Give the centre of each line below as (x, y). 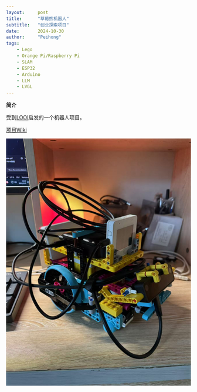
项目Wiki (17, 130)
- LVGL (25, 87)
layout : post (27, 12)
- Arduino (29, 74)
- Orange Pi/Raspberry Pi (48, 56)
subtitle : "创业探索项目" (38, 25)
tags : (13, 43)
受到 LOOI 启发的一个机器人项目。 (45, 118)
